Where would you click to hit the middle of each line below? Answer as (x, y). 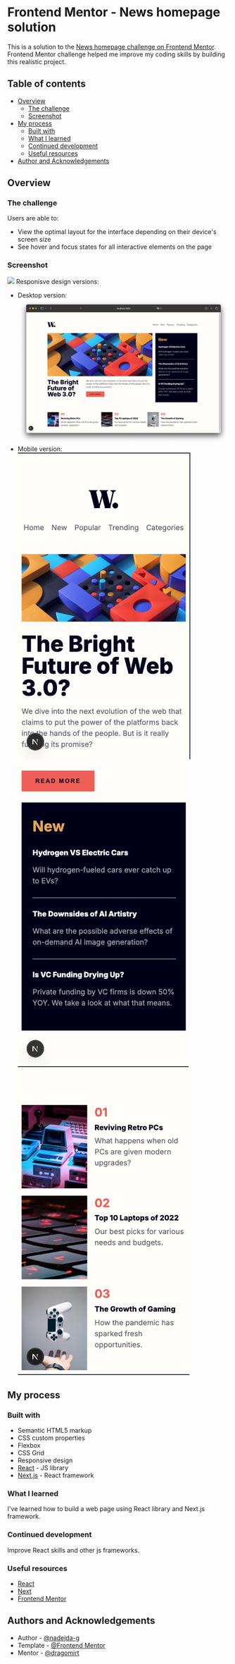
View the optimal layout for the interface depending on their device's (117, 232)
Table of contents (46, 84)
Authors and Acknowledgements (81, 1621)
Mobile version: (40, 449)
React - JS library (43, 1468)
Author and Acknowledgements (63, 161)
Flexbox (29, 1446)
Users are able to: (33, 218)
